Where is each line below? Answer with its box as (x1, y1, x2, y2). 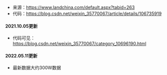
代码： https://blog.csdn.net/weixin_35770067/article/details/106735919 (12, 10, 162, 16)
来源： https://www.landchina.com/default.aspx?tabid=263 (12, 4, 135, 10)
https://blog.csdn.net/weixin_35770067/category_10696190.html (12, 40, 147, 46)
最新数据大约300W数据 (12, 64, 61, 71)
